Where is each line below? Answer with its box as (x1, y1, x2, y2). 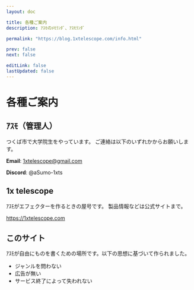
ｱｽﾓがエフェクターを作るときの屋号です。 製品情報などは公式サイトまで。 (6, 203, 186, 210)
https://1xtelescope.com (6, 215, 65, 222)
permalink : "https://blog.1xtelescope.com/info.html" (6, 36, 142, 42)
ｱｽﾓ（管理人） (6, 121, 58, 131)
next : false (6, 52, 36, 58)
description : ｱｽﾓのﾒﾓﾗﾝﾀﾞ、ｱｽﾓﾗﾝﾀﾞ (6, 25, 85, 31)
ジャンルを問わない (14, 263, 62, 270)
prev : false (6, 46, 36, 52)
